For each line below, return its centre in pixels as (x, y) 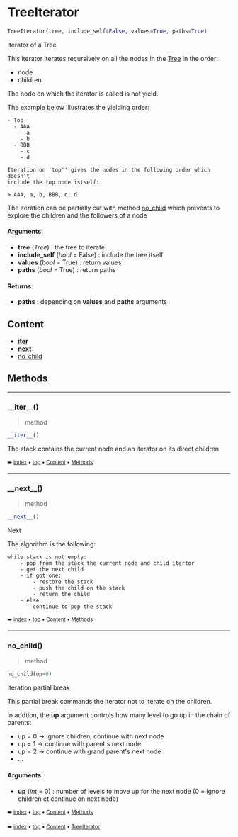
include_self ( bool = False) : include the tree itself (90, 255)
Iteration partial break (39, 687)
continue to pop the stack (73, 607)
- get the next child (52, 570)
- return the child (62, 595)
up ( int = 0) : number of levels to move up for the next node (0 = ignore (121, 791)
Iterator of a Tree (32, 45)
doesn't (19, 176)
